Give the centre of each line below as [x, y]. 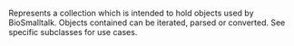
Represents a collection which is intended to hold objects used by [132, 13]
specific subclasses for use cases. [73, 32]
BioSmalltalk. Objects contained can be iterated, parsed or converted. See [147, 23]
